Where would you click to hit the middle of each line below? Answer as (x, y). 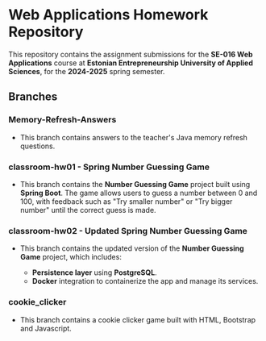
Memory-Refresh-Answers (62, 120)
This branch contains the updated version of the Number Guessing (132, 248)
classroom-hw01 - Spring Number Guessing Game (109, 167)
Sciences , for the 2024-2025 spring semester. (87, 71)
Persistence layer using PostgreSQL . (94, 272)
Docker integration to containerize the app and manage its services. (145, 281)
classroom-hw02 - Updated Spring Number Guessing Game (128, 231)
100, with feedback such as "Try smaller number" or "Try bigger (126, 201)
